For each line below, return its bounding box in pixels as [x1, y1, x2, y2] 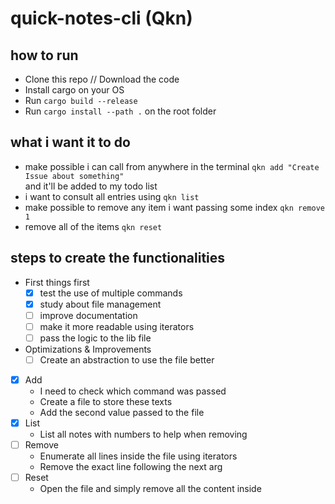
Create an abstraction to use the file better [39, 353, 215, 366]
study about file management [39, 298, 162, 310]
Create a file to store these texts [39, 396, 173, 408]
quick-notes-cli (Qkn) [10, 7, 193, 30]
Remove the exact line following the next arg [39, 461, 223, 473]
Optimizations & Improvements [24, 343, 152, 355]
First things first [24, 276, 90, 288]
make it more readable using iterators [39, 320, 195, 332]
